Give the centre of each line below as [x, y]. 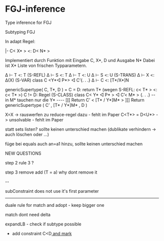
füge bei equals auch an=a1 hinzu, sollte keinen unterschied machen [74, 144]
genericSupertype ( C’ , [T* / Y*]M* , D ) [46, 105]
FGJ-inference [35, 9]
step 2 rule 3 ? [20, 162]
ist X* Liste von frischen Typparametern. [46, 65]
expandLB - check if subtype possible [43, 224]
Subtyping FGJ [20, 32]
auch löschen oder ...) [27, 134]
